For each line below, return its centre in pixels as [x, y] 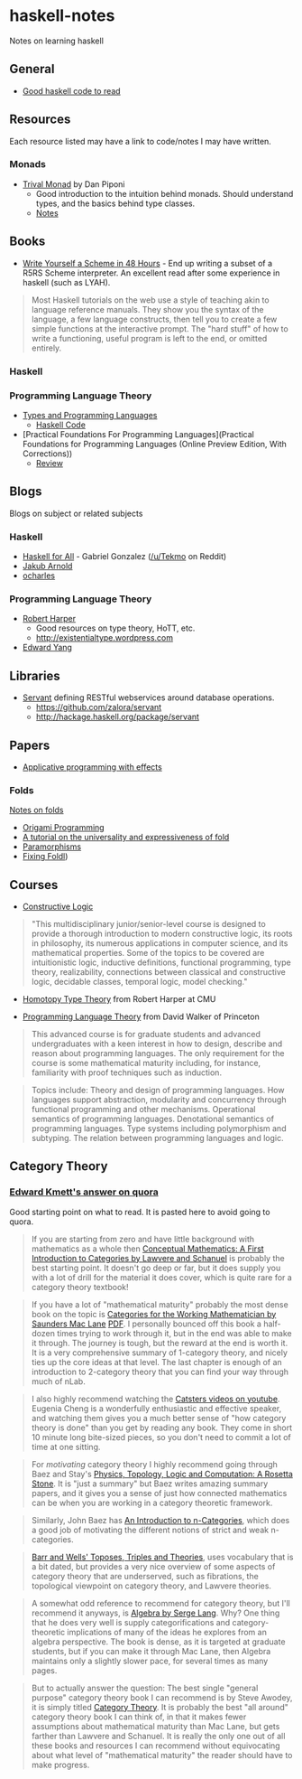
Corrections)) [47, 454]
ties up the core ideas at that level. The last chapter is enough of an [156, 1362]
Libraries [35, 675]
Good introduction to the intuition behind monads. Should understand [165, 193]
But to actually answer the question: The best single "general [145, 1688]
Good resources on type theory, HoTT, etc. [115, 628]
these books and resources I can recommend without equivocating [156, 1746]
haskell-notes [62, 16]
